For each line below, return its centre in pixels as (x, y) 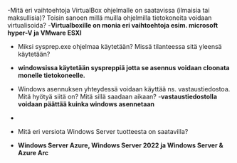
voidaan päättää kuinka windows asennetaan (86, 104)
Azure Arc (33, 153)
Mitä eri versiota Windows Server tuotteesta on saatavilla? (103, 131)
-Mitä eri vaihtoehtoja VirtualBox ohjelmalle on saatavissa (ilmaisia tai (109, 10)
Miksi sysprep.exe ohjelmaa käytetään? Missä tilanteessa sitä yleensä (120, 46)
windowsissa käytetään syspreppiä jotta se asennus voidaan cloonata (123, 68)
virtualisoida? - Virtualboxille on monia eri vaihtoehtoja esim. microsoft (113, 25)
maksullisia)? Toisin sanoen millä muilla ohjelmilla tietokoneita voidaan (110, 18)
